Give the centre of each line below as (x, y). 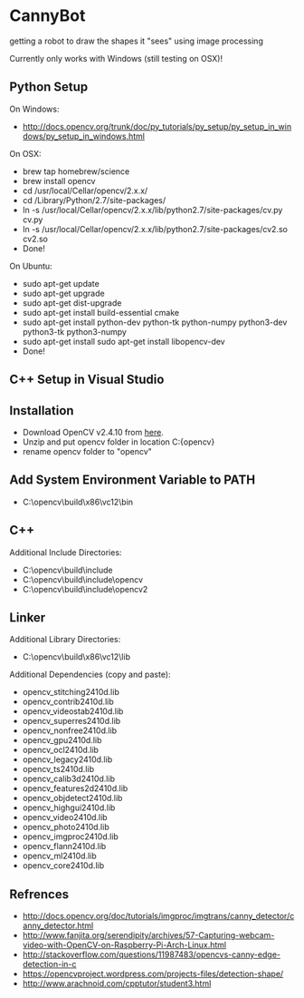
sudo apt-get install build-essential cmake (100, 312)
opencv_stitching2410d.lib (71, 692)
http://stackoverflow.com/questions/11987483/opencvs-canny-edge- (151, 954)
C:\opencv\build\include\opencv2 (85, 589)
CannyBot (47, 16)
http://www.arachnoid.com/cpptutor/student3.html (117, 983)
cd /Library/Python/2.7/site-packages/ (94, 200)
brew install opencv (59, 181)
